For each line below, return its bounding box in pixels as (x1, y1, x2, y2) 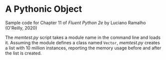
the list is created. (5, 50, 42, 56)
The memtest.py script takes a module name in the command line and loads (5, 34, 161, 40)
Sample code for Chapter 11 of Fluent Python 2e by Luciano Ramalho (5, 20, 146, 26)
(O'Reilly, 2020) (5, 25, 37, 30)
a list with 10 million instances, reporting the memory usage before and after (5, 45, 162, 51)
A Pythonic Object (5, 3, 82, 15)
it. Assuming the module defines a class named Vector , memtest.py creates (5, 39, 161, 45)
